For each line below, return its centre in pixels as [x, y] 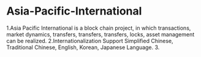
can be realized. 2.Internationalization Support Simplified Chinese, [90, 41]
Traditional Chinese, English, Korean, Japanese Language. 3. [83, 47]
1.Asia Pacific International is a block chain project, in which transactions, [99, 28]
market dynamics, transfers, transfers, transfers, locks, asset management [100, 34]
